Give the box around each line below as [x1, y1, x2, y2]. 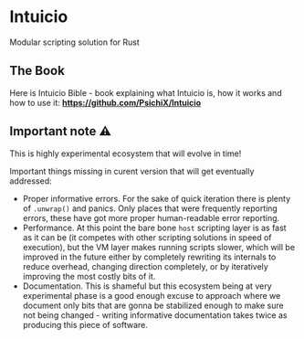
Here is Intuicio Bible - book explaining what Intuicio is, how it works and [9, 87, 282, 98]
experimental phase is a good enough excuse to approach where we [22, 290, 281, 301]
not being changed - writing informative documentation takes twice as [22, 309, 288, 321]
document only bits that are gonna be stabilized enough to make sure [22, 300, 285, 311]
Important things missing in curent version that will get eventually [9, 165, 255, 176]
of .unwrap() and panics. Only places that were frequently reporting [22, 203, 278, 214]
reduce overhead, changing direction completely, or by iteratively [22, 260, 269, 271]
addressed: [9, 175, 52, 186]
